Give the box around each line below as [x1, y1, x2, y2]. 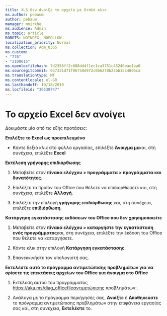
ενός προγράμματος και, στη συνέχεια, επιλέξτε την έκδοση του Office [12, 230, 162, 236]
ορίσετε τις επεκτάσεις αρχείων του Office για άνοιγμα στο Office [5, 270, 148, 276]
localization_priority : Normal [5, 40, 71, 45]
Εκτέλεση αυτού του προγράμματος [12, 280, 88, 286]
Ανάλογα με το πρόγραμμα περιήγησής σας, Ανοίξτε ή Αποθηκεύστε [12, 295, 158, 301]
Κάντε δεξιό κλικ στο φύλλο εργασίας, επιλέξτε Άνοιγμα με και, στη [12, 144, 156, 151]
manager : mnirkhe [5, 21, 42, 27]
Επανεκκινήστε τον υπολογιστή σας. [12, 255, 89, 261]
